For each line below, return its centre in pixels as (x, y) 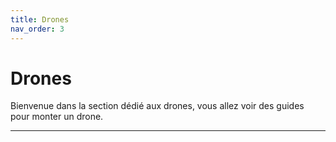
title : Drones (40, 19)
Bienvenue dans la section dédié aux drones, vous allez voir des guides (157, 106)
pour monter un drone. (57, 117)
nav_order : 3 (37, 29)
